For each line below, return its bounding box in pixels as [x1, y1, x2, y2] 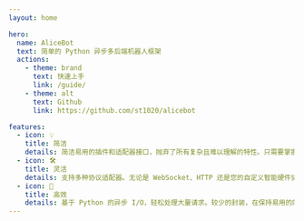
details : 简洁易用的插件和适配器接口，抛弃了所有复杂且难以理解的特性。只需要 [25, 147, 285, 157]
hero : [8, 29, 29, 39]
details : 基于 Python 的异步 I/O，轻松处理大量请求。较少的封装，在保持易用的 [25, 198, 293, 207]
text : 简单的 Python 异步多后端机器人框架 [16, 46, 162, 55]
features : [8, 122, 46, 132]
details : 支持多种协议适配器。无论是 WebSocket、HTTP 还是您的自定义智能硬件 [25, 173, 291, 182]
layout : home [8, 13, 58, 23]
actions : [16, 55, 50, 65]
